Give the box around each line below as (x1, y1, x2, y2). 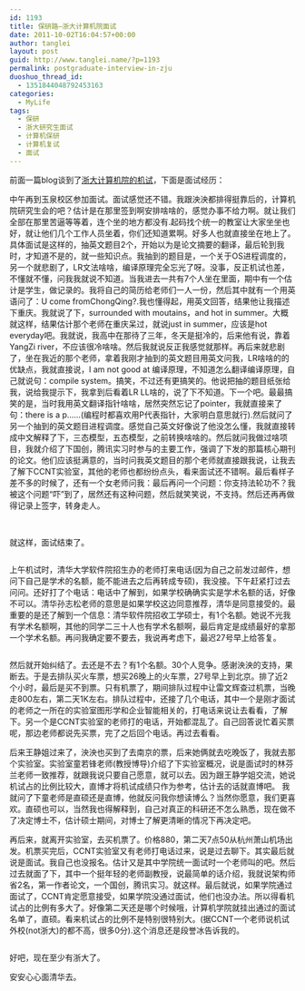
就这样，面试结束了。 (9, 537, 89, 547)
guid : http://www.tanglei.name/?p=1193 (9, 55, 161, 64)
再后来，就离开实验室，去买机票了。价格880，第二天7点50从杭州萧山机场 (9, 834, 286, 845)
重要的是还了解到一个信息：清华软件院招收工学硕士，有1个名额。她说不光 (9, 609, 283, 620)
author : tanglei (9, 38, 71, 48)
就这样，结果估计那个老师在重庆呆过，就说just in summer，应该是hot (9, 319, 268, 329)
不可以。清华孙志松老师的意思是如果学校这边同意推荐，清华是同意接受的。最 (9, 598, 296, 609)
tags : (9, 106, 30, 115)
